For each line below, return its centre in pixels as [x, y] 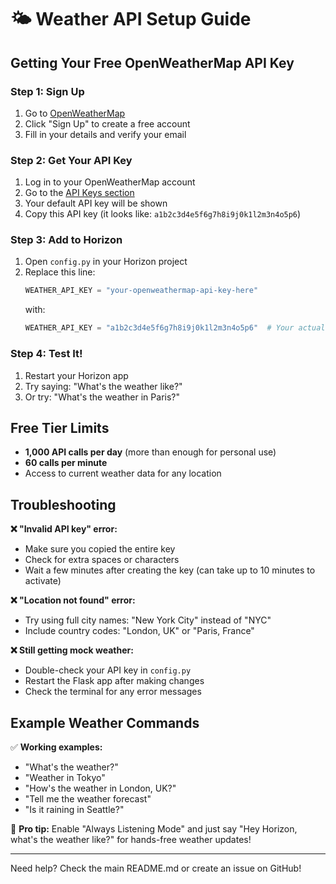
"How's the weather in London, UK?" [100, 788]
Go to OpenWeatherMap [75, 113]
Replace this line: [60, 272]
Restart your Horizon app [76, 375]
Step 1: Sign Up [47, 91]
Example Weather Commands [105, 722]
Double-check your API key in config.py [108, 670]
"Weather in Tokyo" [65, 777]
